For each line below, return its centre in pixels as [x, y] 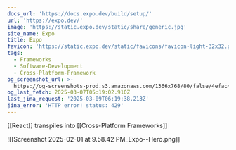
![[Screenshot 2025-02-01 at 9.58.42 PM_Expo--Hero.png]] [94, 139]
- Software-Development [48, 66]
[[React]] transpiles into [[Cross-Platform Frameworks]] [87, 125]
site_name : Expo [31, 33]
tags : [15, 54]
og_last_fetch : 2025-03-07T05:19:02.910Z [69, 92]
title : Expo [25, 40]
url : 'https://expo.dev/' [45, 20]
